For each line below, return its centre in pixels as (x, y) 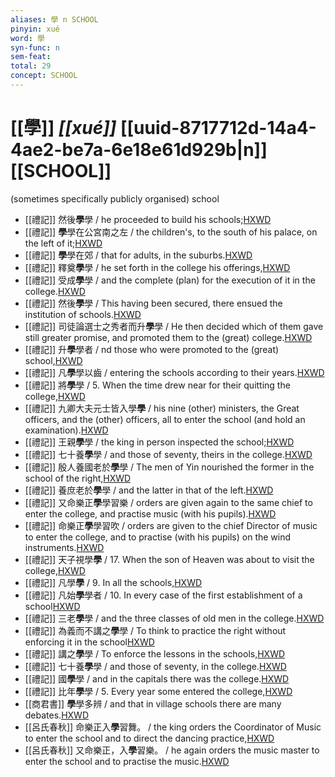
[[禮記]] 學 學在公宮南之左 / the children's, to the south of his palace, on (171, 232)
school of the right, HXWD (78, 478)
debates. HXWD (56, 715)
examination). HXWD (66, 430)
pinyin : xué (35, 29)
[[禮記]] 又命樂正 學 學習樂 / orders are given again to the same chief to (168, 502)
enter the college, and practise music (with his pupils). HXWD (150, 513)
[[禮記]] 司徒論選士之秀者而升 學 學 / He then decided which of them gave (174, 326)
